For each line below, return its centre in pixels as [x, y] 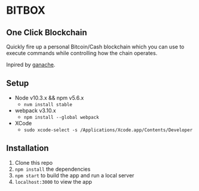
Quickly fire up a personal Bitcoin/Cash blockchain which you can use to [95, 47]
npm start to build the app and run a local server [74, 175]
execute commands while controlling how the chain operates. [82, 53]
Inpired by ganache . [31, 64]
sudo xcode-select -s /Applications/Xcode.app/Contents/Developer [108, 130]
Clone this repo [33, 162]
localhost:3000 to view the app [53, 181]
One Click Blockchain [47, 33]
